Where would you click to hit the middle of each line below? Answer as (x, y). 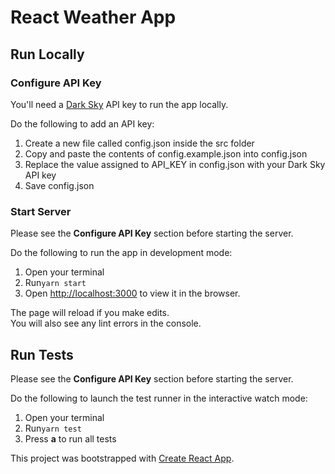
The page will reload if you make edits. (90, 313)
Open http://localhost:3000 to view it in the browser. (132, 293)
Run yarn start (55, 283)
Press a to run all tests (70, 438)
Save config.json (59, 185)
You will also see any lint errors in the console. (106, 323)
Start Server (41, 211)
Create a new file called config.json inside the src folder (139, 143)
